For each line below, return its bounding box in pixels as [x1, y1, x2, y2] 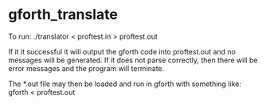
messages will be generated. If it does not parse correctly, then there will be [8, 55, 258, 65]
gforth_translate [8, 6, 118, 24]
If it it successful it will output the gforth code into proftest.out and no [8, 47, 237, 56]
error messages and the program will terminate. [8, 63, 165, 73]
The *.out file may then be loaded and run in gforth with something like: [8, 79, 241, 88]
